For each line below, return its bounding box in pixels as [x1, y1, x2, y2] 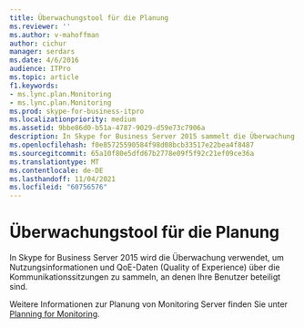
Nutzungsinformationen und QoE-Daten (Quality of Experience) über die [9, 261, 280, 273]
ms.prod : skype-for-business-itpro [9, 107, 145, 116]
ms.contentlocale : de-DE [9, 166, 104, 175]
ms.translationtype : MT [9, 157, 100, 167]
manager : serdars [9, 47, 76, 56]
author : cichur [9, 38, 67, 48]
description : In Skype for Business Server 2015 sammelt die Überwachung [9, 132, 296, 141]
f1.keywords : [9, 81, 59, 90]
